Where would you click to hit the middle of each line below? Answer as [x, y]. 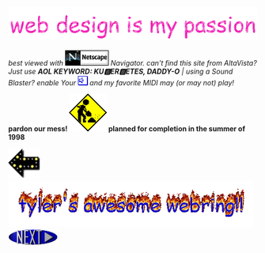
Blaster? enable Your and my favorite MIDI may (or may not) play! [121, 83]
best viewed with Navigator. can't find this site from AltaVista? [132, 63]
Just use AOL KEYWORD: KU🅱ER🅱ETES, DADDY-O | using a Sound [121, 72]
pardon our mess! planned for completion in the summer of [127, 129]
